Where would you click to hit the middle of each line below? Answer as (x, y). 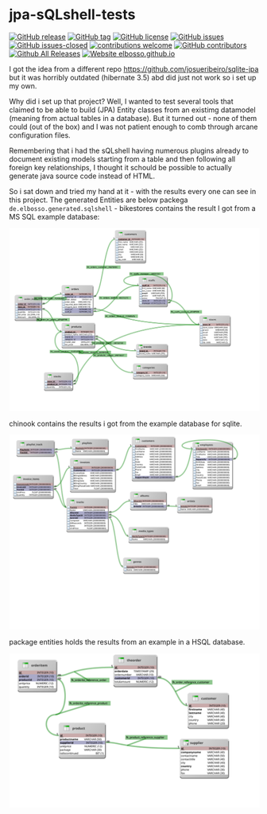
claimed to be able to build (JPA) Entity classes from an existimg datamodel (133, 110)
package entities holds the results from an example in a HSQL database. (127, 642)
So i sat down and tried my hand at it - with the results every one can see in (133, 191)
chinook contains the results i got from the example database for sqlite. (126, 423)
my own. (23, 86)
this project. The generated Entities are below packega (99, 200)
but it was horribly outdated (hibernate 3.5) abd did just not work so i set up (133, 77)
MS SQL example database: (54, 216)
